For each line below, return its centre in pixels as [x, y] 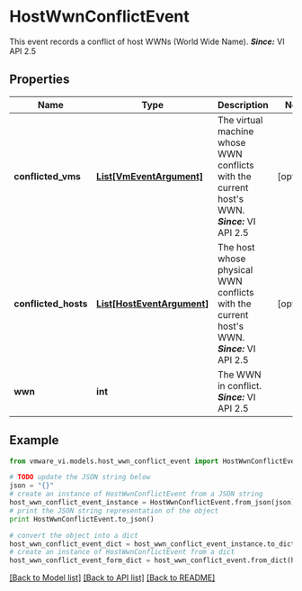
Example [34, 440]
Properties [40, 80]
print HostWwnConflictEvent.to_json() [82, 519]
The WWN [240, 374]
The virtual [240, 120]
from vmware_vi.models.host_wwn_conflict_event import [114, 461]
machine [235, 131]
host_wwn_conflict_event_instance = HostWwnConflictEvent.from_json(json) [152, 503]
